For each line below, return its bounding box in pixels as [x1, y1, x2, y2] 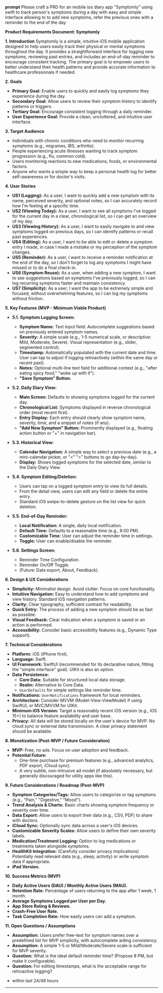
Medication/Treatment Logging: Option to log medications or [12, 838, 136, 844]
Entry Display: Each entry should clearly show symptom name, [19, 415, 146, 420]
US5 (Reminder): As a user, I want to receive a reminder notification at [12, 255, 153, 260]
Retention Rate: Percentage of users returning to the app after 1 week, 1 [12, 888, 156, 894]
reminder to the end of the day [5, 19, 66, 25]
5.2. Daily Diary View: [12, 385, 57, 390]
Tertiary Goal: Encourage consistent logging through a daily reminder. [12, 109, 153, 114]
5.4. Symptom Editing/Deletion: [12, 474, 77, 480]
